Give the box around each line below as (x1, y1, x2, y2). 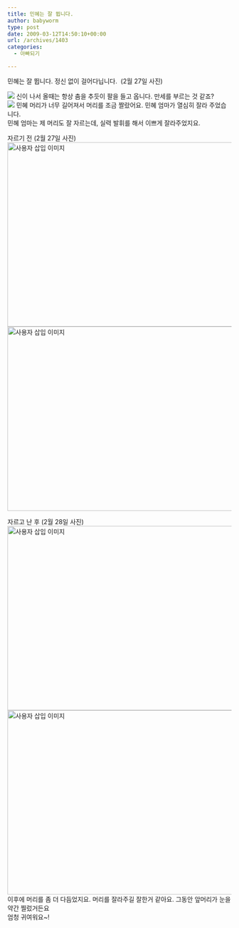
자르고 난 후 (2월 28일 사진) (7, 517, 84, 526)
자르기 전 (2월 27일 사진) (7, 133, 77, 142)
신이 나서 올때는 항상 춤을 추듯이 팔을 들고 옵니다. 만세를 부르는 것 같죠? (16, 92, 215, 100)
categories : (7, 43, 43, 51)
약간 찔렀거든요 (7, 904, 50, 912)
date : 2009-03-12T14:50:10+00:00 (7, 30, 107, 38)
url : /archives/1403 (7, 37, 69, 44)
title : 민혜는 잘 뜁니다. (7, 10, 74, 18)
